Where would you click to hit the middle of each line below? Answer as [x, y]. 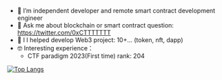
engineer [30, 18]
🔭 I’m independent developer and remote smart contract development [116, 11]
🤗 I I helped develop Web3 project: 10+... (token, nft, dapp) [100, 40]
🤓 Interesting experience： [55, 48]
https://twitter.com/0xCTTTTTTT [64, 32]
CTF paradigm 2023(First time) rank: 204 [86, 56]
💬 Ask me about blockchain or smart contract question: [95, 25]
